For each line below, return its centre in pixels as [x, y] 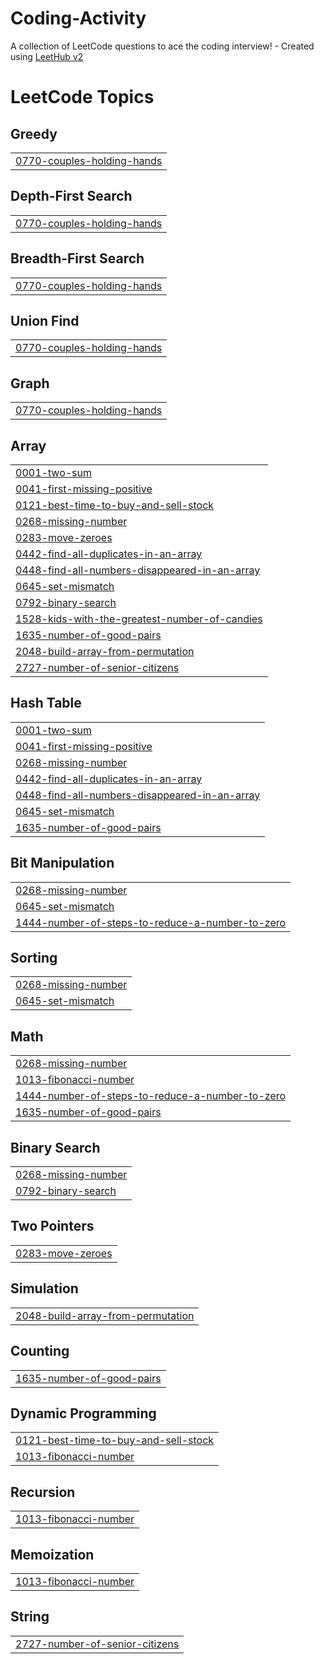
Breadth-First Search [77, 258]
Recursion [43, 1492]
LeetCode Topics [82, 97]
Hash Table [46, 703]
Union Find [45, 320]
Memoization [52, 1554]
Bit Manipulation [62, 863]
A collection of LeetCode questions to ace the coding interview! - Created [162, 46]
